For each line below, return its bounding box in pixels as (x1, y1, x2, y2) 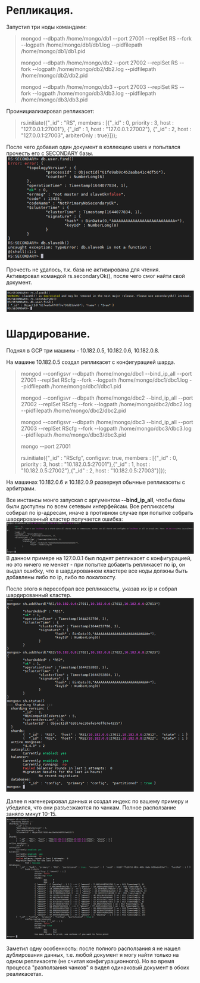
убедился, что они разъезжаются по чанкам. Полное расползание (6, 803, 177, 811)
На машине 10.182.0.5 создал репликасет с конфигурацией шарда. (6, 358, 176, 366)
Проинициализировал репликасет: (6, 107, 95, 115)
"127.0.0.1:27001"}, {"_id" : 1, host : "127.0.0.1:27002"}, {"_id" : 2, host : (20, 125, 192, 132)
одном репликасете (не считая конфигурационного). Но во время (6, 958, 174, 965)
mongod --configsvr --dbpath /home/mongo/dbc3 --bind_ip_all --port (20, 418, 193, 425)
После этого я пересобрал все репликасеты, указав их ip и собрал (6, 585, 177, 592)
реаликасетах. (6, 970, 43, 978)
